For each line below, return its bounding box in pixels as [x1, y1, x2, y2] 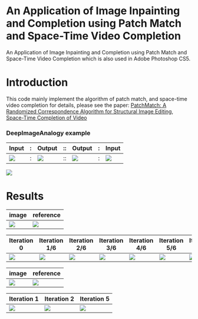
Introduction [6, 76, 68, 89]
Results [6, 190, 44, 203]
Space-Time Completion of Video [6, 114, 87, 121]
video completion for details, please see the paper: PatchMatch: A [6, 102, 167, 109]
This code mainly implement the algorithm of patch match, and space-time [6, 95, 187, 102]
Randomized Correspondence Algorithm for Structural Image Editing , [6, 108, 174, 115]
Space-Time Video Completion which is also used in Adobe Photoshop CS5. [6, 55, 191, 62]
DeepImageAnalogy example [6, 129, 91, 137]
